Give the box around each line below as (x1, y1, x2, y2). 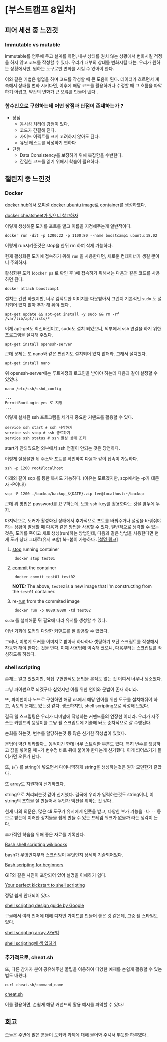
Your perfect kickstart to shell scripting (5, 882, 85, 888)
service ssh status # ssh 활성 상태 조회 (5, 435, 86, 441)
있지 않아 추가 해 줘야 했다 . (18, 302, 71, 308)
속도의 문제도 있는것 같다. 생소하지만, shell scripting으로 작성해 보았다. (11, 703, 150, 709)
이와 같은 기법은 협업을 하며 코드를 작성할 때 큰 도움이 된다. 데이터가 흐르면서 (5, 76, 154, 82)
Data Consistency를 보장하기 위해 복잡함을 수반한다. (19, 152, 123, 158)
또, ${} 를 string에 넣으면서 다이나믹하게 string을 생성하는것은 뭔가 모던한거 (5, 764, 153, 770)
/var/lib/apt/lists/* (5, 316, 50, 321)
